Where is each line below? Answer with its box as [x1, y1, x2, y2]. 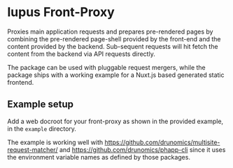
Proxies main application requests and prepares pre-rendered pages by [7, 27, 213, 36]
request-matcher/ [7, 145, 58, 154]
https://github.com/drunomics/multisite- [104, 138, 220, 146]
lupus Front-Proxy [7, 4, 115, 20]
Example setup [7, 99, 73, 111]
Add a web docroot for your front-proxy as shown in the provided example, [7, 117, 224, 125]
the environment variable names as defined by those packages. [7, 153, 191, 161]
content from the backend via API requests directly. [7, 50, 155, 58]
